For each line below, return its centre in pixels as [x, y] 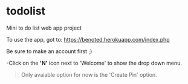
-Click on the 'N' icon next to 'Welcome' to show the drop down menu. [94, 63]
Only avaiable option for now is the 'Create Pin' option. [89, 74]
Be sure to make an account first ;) [49, 51]
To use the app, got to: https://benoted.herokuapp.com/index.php [88, 39]
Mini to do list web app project [44, 28]
